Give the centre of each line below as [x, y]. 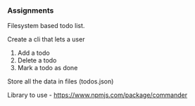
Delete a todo [37, 60]
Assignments [31, 11]
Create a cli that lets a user [46, 39]
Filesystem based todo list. [46, 26]
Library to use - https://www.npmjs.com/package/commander [97, 95]
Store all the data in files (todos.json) [61, 81]
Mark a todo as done [48, 68]
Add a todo [34, 53]
